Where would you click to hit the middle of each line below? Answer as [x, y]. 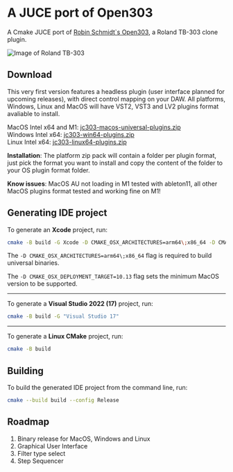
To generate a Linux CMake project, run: [65, 336]
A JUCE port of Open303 [80, 13]
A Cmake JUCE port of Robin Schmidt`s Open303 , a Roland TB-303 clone [113, 32]
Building [25, 371]
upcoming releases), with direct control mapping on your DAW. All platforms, [116, 99]
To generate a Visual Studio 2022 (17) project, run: [80, 304]
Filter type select [41, 453]
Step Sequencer [40, 461]
